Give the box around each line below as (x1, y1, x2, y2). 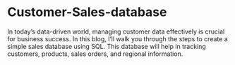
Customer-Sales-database (7, 4, 167, 20)
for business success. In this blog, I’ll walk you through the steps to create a (7, 34, 228, 43)
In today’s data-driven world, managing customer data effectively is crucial (7, 27, 225, 36)
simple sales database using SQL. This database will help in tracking (7, 42, 206, 50)
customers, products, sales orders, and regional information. (7, 50, 183, 58)
